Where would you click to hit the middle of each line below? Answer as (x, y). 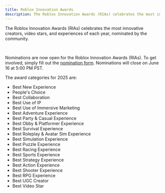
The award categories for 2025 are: (41, 77)
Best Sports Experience (36, 154)
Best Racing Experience (36, 149)
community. (17, 38)
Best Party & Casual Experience (44, 118)
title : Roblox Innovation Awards (39, 10)
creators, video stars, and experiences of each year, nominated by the (76, 33)
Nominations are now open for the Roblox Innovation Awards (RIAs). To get (81, 57)
